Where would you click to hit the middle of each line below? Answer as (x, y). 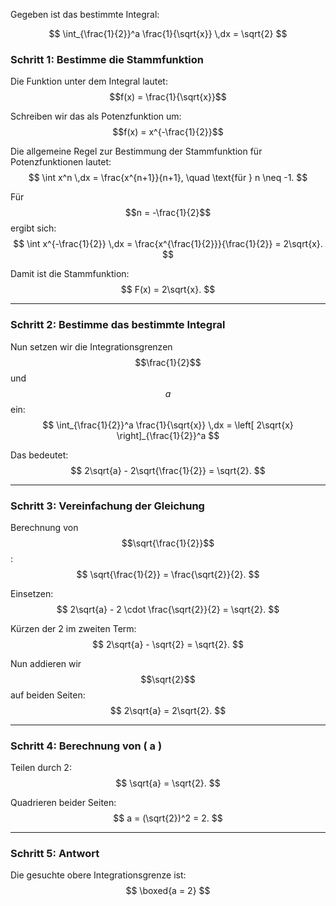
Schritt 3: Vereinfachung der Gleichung (107, 506)
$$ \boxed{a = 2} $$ (168, 891)
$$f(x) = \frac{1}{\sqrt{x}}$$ (168, 97)
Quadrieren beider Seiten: (63, 803)
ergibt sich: (33, 228)
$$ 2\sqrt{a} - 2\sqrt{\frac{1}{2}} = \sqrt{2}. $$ (168, 470)
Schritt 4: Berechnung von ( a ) (86, 746)
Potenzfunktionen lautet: (61, 162)
